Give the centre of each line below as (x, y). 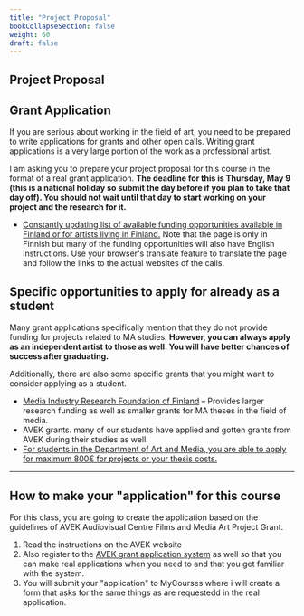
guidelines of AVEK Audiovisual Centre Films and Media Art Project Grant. (147, 527)
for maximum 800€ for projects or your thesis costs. (120, 459)
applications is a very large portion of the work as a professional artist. (141, 151)
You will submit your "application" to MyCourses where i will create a (151, 583)
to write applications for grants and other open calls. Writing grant (132, 142)
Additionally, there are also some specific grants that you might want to (142, 374)
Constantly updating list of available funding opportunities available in (152, 225)
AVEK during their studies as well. (85, 440)
